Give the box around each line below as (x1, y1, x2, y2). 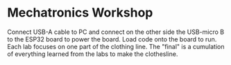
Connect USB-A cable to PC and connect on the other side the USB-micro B (7, 28, 224, 36)
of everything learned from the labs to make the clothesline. (7, 50, 178, 58)
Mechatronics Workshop (7, 5, 153, 21)
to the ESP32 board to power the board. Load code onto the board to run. (7, 35, 217, 43)
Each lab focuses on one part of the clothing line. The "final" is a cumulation (7, 42, 225, 50)
